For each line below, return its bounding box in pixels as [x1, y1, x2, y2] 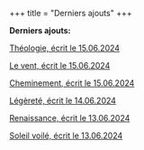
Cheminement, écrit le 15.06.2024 [9, 78, 135, 89]
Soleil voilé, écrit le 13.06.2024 [9, 130, 123, 141]
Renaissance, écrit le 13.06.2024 [9, 113, 130, 123]
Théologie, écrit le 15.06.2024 [9, 42, 120, 53]
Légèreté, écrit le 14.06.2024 [9, 95, 117, 106]
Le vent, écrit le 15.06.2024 [9, 61, 111, 70]
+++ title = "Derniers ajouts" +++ [9, 8, 132, 18]
